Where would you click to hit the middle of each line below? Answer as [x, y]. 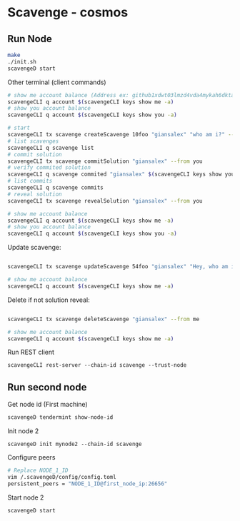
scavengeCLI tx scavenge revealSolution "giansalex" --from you [105, 201]
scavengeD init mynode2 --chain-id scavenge [75, 444]
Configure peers [31, 457]
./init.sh [22, 61]
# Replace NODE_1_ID [38, 471]
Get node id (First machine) [47, 405]
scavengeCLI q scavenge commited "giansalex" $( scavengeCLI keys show [115, 174]
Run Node [30, 39]
